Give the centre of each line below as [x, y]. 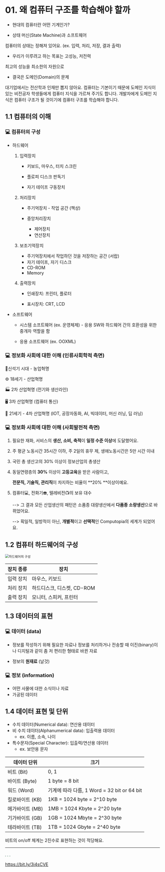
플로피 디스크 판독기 [46, 176]
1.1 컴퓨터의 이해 [28, 117]
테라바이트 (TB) [25, 827]
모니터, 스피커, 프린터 [55, 597]
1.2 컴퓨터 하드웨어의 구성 [42, 545]
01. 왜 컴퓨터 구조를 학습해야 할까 [68, 10]
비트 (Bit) [18, 772]
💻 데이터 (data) [23, 631]
